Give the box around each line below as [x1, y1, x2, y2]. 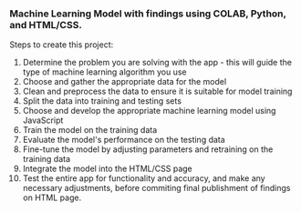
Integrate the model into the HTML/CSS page [22, 163, 193, 175]
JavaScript [22, 115, 64, 126]
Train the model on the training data [22, 125, 158, 136]
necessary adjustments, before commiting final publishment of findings [22, 183, 291, 194]
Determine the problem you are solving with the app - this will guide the [22, 57, 292, 68]
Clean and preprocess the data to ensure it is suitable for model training [22, 86, 293, 97]
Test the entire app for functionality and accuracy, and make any [22, 173, 266, 184]
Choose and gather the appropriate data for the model [22, 76, 227, 87]
